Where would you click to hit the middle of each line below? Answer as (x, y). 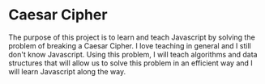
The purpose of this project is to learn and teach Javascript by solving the (132, 37)
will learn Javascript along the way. (67, 71)
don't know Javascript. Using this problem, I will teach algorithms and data (133, 54)
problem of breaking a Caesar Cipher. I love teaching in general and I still (130, 45)
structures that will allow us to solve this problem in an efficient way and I (130, 63)
